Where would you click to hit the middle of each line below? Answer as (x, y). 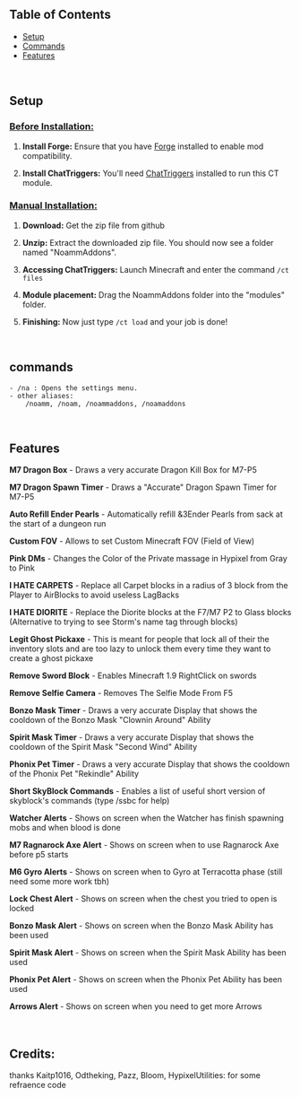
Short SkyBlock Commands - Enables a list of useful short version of (137, 791)
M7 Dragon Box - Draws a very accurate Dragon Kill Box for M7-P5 (133, 470)
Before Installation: (51, 126)
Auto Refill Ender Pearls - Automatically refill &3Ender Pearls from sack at (146, 514)
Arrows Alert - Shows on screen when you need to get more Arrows (136, 1006)
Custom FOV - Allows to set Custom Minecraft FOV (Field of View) (132, 541)
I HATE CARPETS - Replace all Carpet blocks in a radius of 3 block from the (149, 586)
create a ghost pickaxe (51, 658)
